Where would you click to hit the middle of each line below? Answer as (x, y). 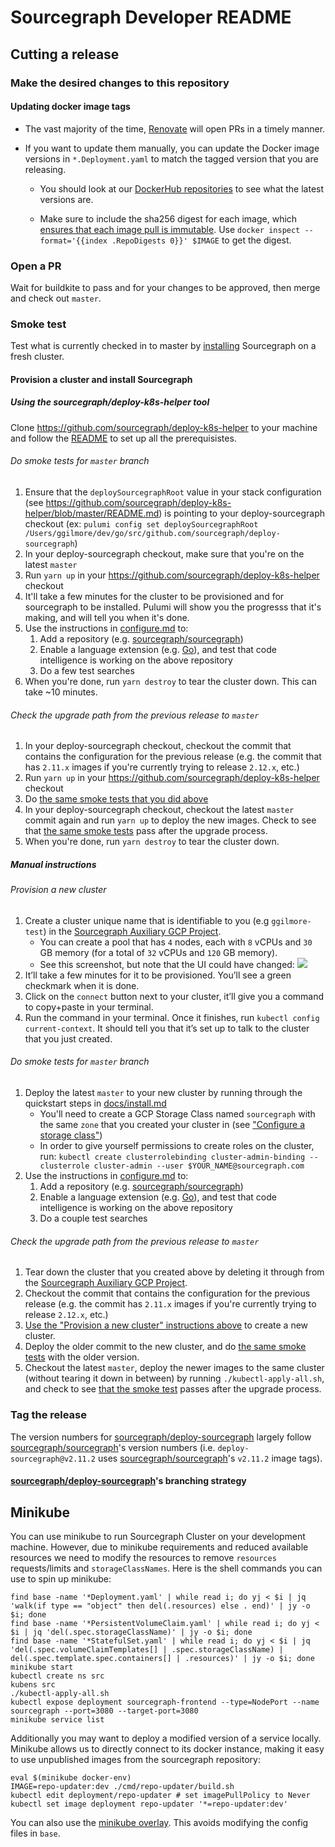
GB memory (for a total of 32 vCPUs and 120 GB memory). (158, 952)
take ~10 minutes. (61, 692)
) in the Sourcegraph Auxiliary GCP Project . (132, 931)
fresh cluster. (37, 357)
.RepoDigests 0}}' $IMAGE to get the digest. (201, 240)
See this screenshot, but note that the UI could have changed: (167, 964)
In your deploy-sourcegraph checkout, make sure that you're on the (164, 554)
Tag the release (49, 1415)
